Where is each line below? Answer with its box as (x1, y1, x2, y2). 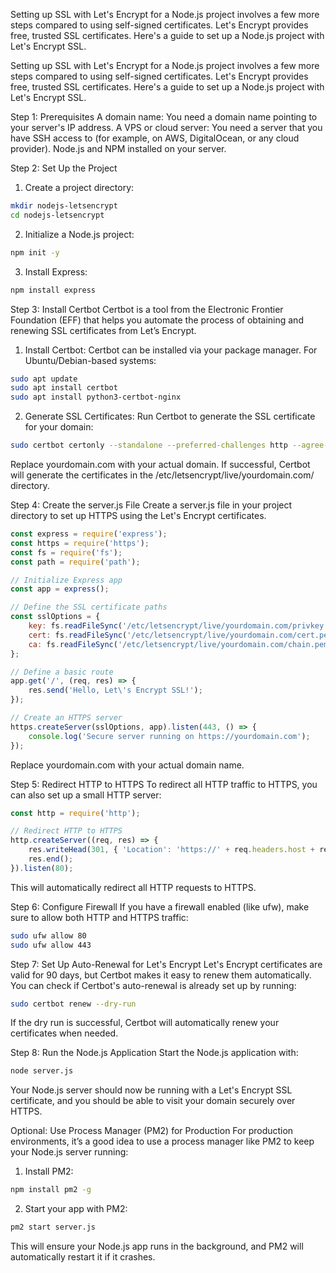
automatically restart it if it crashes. (10, 1251, 156, 1263)
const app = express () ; (10, 584, 110, 594)
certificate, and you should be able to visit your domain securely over (10, 1095, 296, 1107)
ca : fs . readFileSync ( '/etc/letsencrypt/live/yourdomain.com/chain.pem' (28, 639, 333, 649)
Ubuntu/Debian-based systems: (24, 354, 157, 366)
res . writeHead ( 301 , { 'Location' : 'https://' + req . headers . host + (28, 845, 316, 855)
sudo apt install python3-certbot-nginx (10, 392, 182, 403)
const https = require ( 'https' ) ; (10, 538, 150, 548)
